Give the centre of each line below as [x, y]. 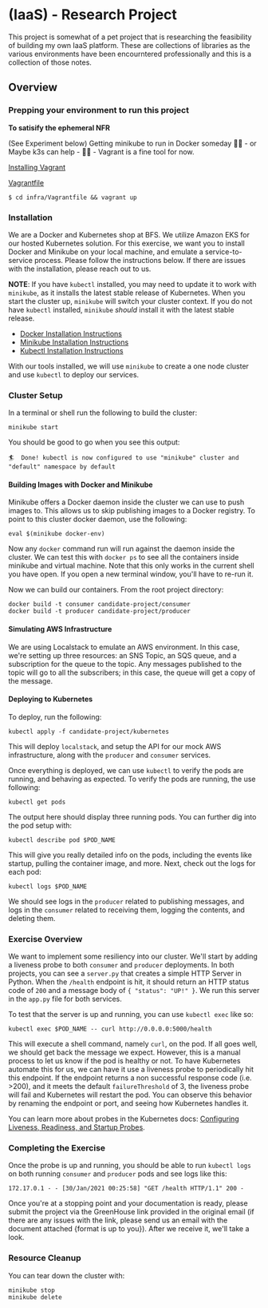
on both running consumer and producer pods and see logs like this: [118, 1174]
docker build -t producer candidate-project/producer [100, 612]
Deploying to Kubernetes [51, 699]
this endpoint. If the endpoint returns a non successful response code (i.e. [130, 1078]
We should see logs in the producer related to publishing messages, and [126, 901]
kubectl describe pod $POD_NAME [62, 840]
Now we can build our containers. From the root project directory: [116, 590]
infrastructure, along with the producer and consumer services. [110, 755]
